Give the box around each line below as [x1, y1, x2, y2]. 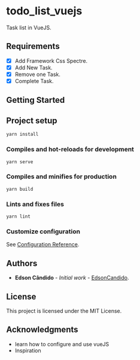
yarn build [6, 186, 34, 192]
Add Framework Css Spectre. [14, 57, 88, 64]
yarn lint [6, 213, 31, 219]
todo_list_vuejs [6, 4, 83, 18]
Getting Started [6, 95, 65, 105]
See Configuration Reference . [6, 241, 80, 248]
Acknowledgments [6, 325, 79, 335]
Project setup [6, 115, 58, 126]
